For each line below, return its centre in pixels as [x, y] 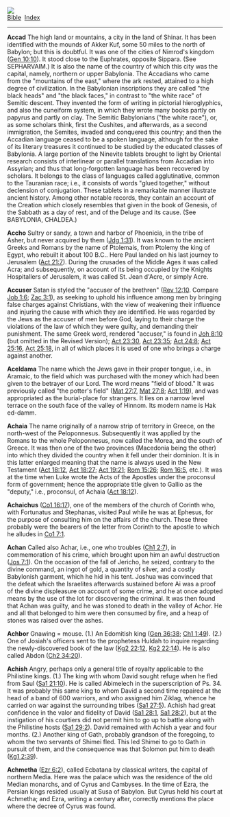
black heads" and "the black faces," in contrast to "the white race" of [104, 95]
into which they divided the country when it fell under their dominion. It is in [114, 455]
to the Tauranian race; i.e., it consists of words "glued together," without [108, 183]
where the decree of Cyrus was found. [62, 806]
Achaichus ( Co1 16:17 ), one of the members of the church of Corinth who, [111, 505]
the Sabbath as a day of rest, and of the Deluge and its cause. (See [102, 212]
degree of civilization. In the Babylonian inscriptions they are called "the [108, 88]
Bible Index [24, 18]
